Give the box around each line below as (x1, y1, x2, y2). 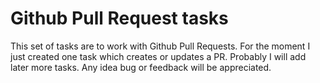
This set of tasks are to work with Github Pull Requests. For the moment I (10, 40, 311, 52)
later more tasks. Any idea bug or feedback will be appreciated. (10, 61, 272, 73)
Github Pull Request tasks (10, 7, 229, 30)
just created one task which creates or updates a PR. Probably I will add (10, 50, 307, 62)
